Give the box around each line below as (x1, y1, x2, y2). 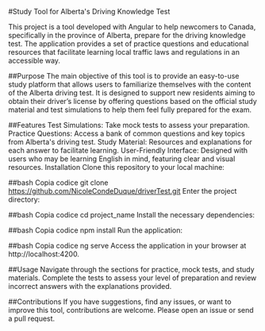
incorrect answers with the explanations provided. (8, 282, 172, 291)
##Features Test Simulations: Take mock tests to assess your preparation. (8, 121, 250, 129)
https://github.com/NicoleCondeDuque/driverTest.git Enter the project (8, 187, 237, 195)
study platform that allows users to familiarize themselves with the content (8, 79, 252, 89)
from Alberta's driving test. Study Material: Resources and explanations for (8, 137, 252, 146)
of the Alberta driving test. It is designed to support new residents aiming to (8, 88, 255, 98)
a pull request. (8, 314, 56, 323)
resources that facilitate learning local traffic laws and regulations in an (8, 48, 240, 56)
